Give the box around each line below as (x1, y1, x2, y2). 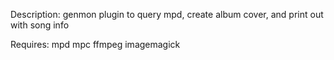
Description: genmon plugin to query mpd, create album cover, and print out (10, 9, 324, 20)
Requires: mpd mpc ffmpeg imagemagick (10, 39, 181, 50)
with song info (10, 19, 70, 31)
